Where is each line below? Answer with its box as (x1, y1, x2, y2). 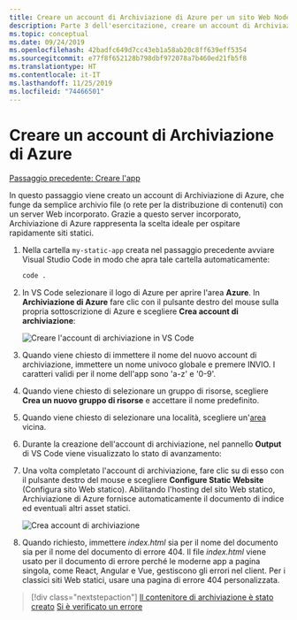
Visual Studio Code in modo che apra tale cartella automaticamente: (21, 254, 270, 265)
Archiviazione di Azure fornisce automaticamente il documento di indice (21, 494, 285, 504)
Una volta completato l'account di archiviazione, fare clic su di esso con (21, 465, 285, 476)
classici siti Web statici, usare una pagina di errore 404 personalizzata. (21, 575, 280, 586)
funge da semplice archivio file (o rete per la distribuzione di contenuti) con (9, 200, 284, 210)
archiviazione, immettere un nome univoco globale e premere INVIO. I (21, 359, 276, 370)
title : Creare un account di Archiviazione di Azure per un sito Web (9, 12, 271, 22)
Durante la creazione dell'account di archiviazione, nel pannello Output (21, 439, 282, 449)
